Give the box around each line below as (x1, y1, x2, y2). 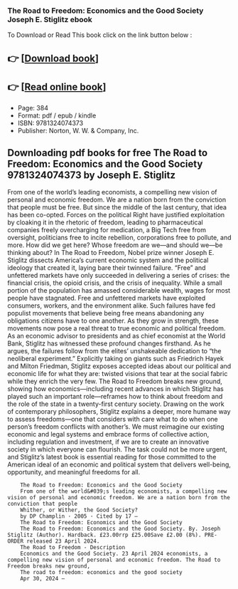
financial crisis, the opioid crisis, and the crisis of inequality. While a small (7, 278, 222, 287)
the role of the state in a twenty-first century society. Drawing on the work (7, 400, 225, 408)
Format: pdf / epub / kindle (17, 111, 97, 120)
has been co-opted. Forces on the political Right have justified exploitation (7, 211, 225, 219)
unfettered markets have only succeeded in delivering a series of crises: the (7, 271, 230, 280)
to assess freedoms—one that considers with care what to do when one (7, 415, 218, 424)
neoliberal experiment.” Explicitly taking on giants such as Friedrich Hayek (7, 355, 224, 363)
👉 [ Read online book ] (7, 81, 107, 93)
